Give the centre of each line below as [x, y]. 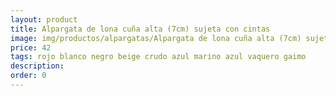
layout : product [44, 19]
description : [37, 66]
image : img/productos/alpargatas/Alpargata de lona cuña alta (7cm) [156, 38]
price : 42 [31, 47]
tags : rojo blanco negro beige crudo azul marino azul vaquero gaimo [158, 57]
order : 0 [28, 76]
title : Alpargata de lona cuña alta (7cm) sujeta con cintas [140, 29]
